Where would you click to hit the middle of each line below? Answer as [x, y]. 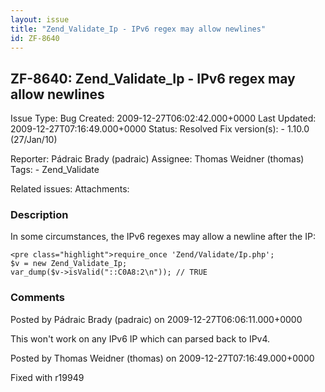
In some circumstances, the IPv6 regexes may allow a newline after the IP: [163, 237]
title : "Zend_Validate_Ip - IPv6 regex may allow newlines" [138, 29]
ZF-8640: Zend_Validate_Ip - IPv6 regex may [153, 78]
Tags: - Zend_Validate [55, 170]
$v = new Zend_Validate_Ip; [69, 264]
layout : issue [40, 19]
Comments [37, 298]
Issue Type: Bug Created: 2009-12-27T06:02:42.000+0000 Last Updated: [163, 118]
